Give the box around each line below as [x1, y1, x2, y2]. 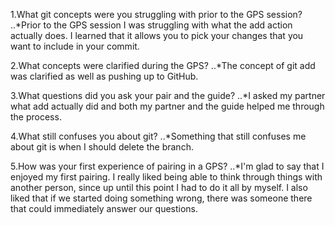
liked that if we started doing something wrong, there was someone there [10, 192, 313, 204]
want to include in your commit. [10, 40, 140, 52]
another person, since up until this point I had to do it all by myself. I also [10, 182, 308, 193]
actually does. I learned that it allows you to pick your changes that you [10, 30, 304, 41]
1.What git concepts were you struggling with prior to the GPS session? [10, 9, 303, 20]
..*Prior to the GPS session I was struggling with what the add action [10, 19, 293, 31]
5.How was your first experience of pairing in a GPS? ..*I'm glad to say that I [10, 160, 325, 172]
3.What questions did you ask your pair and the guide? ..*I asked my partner [10, 90, 326, 101]
